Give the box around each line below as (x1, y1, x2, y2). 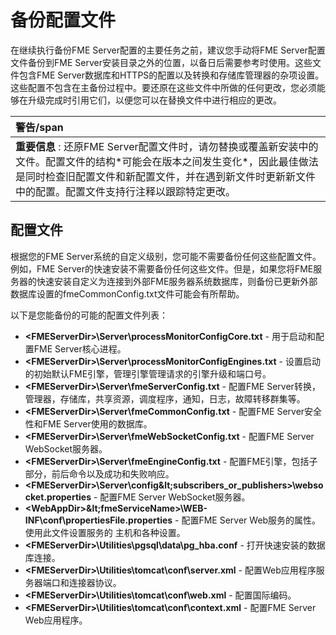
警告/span (15, 120, 64, 134)
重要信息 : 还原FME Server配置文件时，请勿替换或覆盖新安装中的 (15, 139, 319, 153)
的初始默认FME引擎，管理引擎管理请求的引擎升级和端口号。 (24, 367, 272, 380)
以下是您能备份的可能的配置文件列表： (10, 309, 168, 321)
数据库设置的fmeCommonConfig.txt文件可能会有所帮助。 (10, 287, 245, 300)
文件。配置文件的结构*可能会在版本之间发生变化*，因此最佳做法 (15, 154, 319, 168)
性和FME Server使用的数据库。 (24, 417, 153, 430)
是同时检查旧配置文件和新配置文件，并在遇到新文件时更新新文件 (15, 169, 317, 183)
